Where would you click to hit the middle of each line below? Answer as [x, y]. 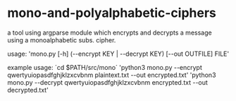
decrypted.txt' [28, 90]
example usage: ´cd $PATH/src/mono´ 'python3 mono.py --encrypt [105, 67]
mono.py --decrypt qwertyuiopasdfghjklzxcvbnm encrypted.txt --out [107, 82]
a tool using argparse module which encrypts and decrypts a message [110, 32]
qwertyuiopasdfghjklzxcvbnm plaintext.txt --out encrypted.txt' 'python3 [112, 75]
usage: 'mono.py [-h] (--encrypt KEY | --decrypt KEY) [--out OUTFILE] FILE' [118, 54]
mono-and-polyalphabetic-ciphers [112, 13]
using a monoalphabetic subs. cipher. [62, 40]
